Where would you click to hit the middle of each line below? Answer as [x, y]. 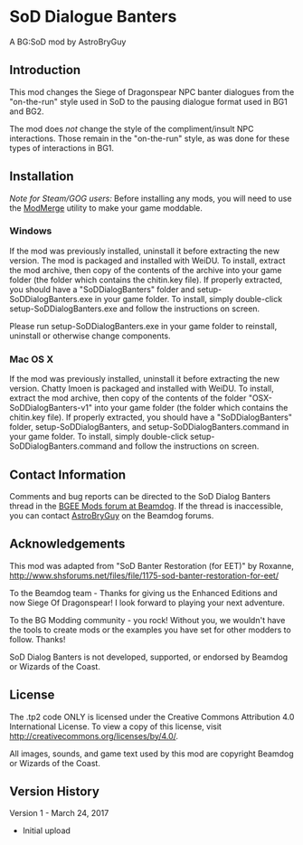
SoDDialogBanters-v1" [51, 408]
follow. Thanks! [38, 639]
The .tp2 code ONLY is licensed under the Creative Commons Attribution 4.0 [152, 717]
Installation [42, 177]
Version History [54, 791]
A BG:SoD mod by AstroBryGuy [68, 42]
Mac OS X [32, 359]
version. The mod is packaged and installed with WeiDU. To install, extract [147, 261]
